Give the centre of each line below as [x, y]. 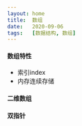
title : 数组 [25, 20]
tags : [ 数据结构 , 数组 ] [42, 33]
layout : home [26, 13]
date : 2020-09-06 [35, 26]
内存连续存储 [35, 81]
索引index [31, 73]
